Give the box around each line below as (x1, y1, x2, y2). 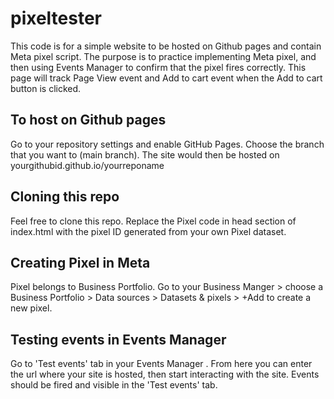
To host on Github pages (10, 112, 167, 129)
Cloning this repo (10, 188, 120, 206)
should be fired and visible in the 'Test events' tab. (10, 379, 218, 391)
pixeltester (10, 7, 103, 30)
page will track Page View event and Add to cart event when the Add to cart (10, 72, 323, 84)
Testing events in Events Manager (10, 331, 227, 348)
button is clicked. (10, 82, 82, 94)
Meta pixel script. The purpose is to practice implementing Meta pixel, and (10, 50, 317, 62)
